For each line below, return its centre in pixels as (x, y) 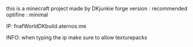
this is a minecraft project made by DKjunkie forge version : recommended (97, 9)
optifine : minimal (27, 15)
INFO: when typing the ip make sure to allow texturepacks (77, 37)
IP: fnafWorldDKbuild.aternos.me (46, 26)
